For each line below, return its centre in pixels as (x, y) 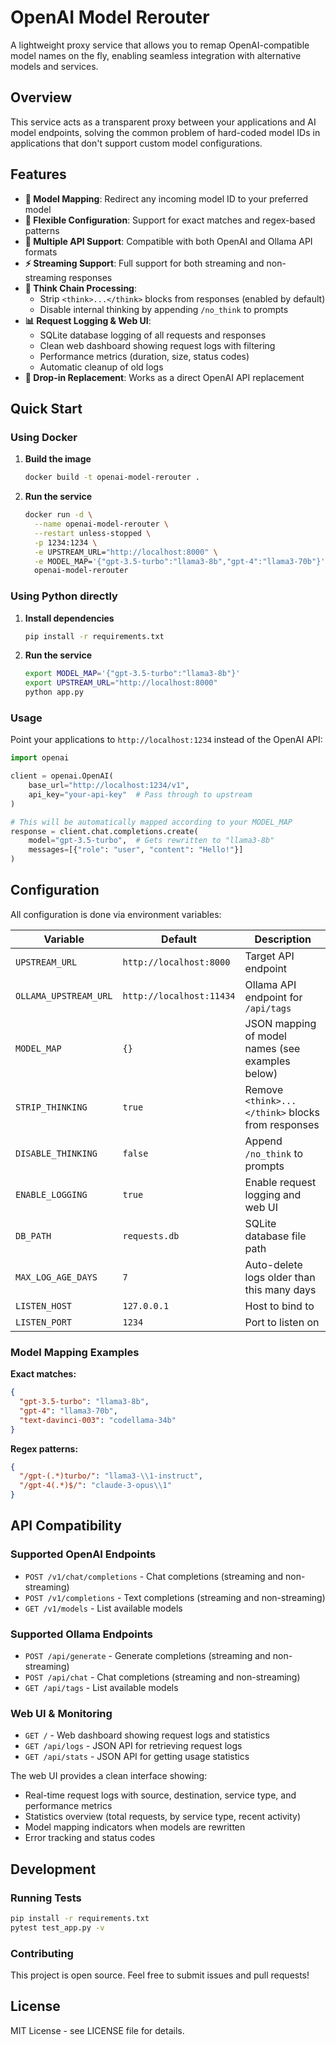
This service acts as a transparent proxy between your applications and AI (163, 122)
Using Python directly (64, 596)
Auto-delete (273, 1264)
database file (275, 1236)
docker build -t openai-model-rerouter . (112, 477)
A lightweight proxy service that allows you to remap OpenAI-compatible (160, 45)
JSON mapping (280, 1023)
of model (265, 1036)
